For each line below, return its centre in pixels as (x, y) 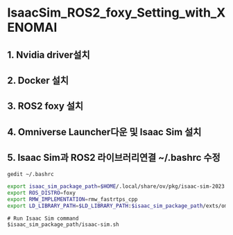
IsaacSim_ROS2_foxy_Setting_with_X (116, 13)
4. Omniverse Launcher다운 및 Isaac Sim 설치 (104, 132)
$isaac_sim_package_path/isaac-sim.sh (63, 224)
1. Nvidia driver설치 (49, 54)
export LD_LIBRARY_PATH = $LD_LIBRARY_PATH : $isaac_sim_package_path (105, 206)
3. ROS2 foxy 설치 (45, 106)
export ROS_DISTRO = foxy (42, 193)
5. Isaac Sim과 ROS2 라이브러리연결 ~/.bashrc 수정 (114, 158)
